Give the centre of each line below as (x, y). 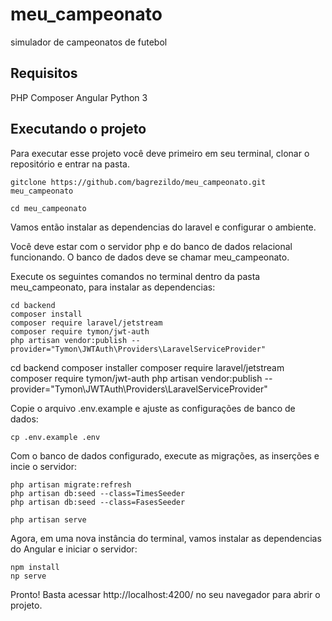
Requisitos (44, 73)
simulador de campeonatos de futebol (89, 42)
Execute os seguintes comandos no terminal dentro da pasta (135, 276)
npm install (35, 567)
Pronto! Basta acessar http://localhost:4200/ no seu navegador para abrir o (165, 594)
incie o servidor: (44, 466)
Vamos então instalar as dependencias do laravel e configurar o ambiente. (163, 227)
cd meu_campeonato (48, 208)
